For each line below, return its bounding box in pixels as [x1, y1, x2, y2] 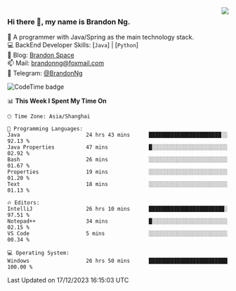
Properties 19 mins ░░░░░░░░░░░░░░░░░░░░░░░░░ [7, 168, 228, 175]
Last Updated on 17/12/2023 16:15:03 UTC [7, 276, 129, 285]
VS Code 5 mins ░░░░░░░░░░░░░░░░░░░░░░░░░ [7, 230, 228, 237]
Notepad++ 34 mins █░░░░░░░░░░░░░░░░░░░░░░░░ [7, 218, 228, 225]
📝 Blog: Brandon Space [7, 51, 75, 59]
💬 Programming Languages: [7, 125, 83, 132]
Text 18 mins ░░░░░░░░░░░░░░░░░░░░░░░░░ [7, 181, 228, 188]
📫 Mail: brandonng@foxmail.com [7, 59, 104, 68]
